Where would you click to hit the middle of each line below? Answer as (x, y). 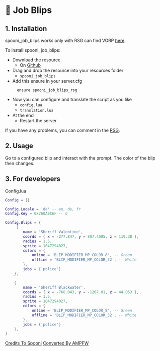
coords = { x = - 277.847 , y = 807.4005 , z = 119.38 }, (81, 236)
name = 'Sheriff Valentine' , (53, 232)
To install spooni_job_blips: (33, 50)
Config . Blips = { (23, 223)
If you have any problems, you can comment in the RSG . (63, 130)
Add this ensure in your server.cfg (47, 81)
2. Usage (19, 146)
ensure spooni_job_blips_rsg (47, 90)
